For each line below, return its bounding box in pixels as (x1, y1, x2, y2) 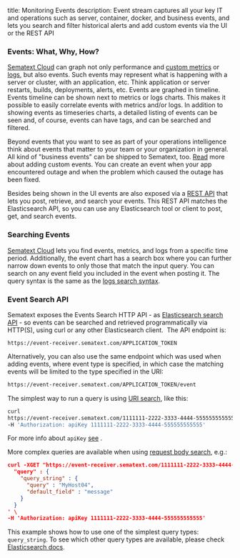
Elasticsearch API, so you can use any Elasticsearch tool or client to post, (7, 204, 223, 213)
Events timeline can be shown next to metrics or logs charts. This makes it (7, 93, 226, 102)
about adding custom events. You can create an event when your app (7, 160, 212, 169)
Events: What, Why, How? (7, 46, 100, 56)
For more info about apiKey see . (7, 434, 103, 442)
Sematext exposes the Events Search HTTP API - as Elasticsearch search (7, 310, 224, 319)
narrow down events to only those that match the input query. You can (7, 261, 214, 270)
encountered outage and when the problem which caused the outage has (7, 168, 224, 176)
